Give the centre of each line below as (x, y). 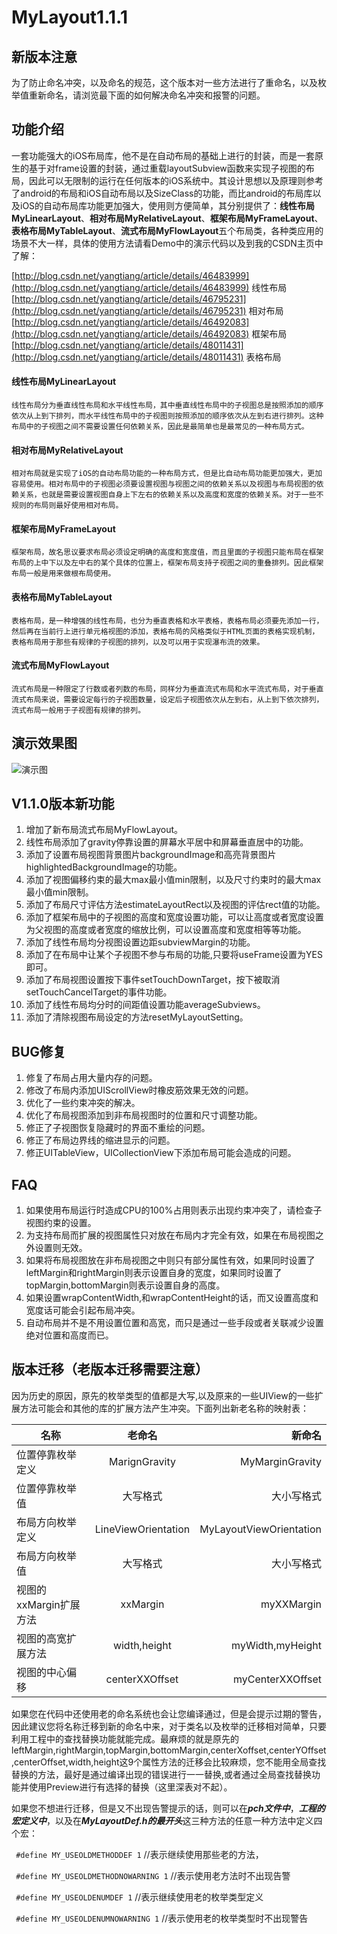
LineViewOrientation (142, 1529)
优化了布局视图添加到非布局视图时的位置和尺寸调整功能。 (144, 1115)
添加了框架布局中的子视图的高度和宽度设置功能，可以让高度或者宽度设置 (174, 917)
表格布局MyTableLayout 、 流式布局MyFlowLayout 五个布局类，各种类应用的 (167, 230)
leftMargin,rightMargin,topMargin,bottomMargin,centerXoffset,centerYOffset (169, 1750)
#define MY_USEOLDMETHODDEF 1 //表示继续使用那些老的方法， (139, 1854)
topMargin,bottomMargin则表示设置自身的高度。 (125, 1285)
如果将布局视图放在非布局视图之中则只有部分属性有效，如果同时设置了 (170, 1260)
